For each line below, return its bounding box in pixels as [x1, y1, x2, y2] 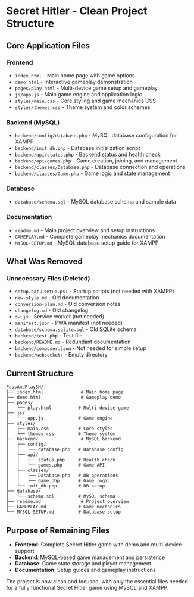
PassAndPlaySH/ [6, 384, 44, 390]
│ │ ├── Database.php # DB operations [6, 473, 118, 479]
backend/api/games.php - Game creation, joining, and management [14, 157, 177, 164]
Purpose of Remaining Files [6, 525, 110, 535]
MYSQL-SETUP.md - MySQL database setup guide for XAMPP [14, 239, 159, 246]
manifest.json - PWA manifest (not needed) [14, 320, 123, 327]
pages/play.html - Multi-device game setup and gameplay [14, 85, 158, 92]
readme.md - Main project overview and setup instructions [14, 226, 155, 233]
